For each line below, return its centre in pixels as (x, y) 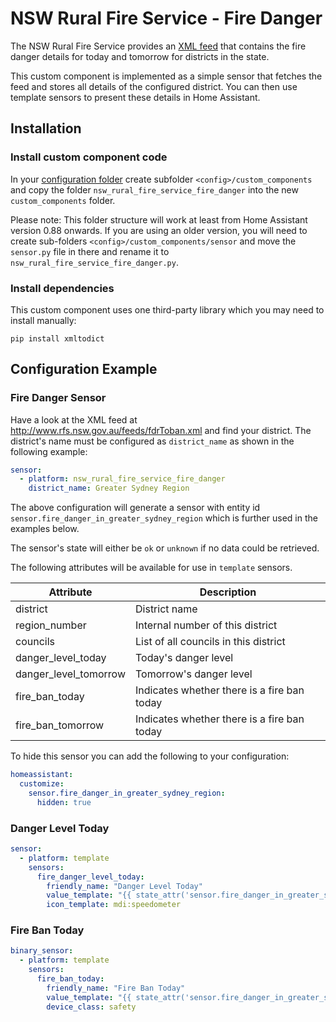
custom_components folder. (63, 200)
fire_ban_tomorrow (60, 725)
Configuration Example (84, 369)
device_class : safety (91, 1007)
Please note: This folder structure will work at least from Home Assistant (159, 219)
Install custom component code (89, 157)
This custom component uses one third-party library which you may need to (167, 309)
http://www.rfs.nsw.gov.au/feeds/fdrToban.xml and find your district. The (161, 430)
